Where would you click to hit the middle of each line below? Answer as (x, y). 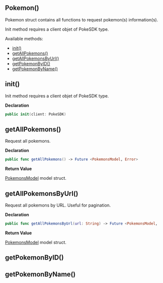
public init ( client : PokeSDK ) (36, 114)
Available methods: (24, 38)
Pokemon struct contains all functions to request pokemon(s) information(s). (81, 19)
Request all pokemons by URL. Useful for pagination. (58, 205)
